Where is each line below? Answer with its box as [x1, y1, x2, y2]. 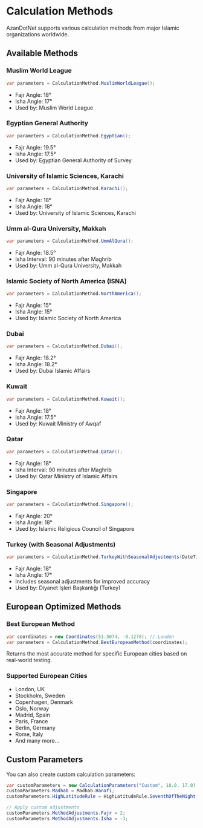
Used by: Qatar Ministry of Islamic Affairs [14, 472, 118, 479]
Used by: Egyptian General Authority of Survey [14, 156, 132, 164]
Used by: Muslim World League [14, 104, 94, 111]
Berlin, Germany [14, 724, 56, 731]
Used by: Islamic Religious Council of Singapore [14, 525, 135, 532]
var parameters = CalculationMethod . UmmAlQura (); [6, 238, 134, 245]
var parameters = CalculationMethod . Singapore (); [6, 501, 134, 507]
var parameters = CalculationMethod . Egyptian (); [6, 133, 131, 139]
